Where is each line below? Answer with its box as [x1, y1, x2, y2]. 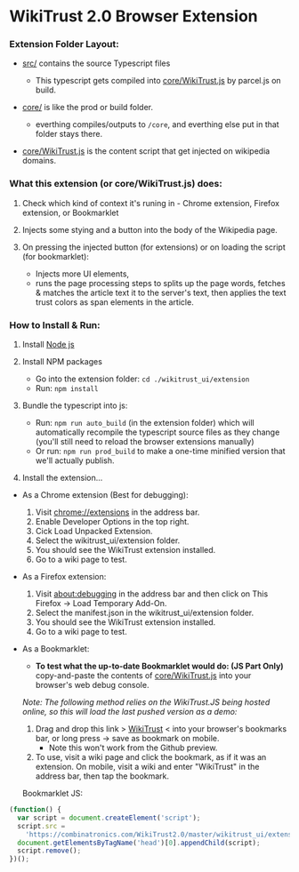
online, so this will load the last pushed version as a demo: [21, 707, 238, 717]
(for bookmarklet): [21, 251, 89, 261]
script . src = [17, 821, 66, 830]
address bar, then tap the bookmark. [35, 771, 170, 781]
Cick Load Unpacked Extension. [35, 526, 153, 537]
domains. [21, 156, 56, 166]
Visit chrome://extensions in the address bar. [35, 507, 200, 517]
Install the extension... [21, 473, 103, 484]
